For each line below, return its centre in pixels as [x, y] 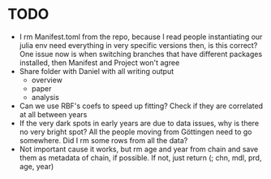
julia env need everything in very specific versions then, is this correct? [138, 45]
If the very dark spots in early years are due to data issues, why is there [139, 123]
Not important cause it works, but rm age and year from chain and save [139, 149]
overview [47, 80]
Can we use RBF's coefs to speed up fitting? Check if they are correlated [141, 106]
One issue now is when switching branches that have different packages [141, 54]
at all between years [53, 114]
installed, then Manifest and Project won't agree [99, 63]
